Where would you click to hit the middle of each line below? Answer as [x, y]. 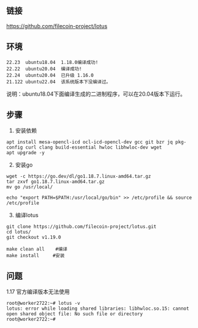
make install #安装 [36, 256]
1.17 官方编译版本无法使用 [38, 292]
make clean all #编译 [37, 249]
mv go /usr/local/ [30, 187]
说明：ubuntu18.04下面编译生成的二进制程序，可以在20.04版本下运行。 [96, 94]
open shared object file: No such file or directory [75, 314]
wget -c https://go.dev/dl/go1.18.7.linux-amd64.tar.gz [79, 176]
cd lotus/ [19, 232]
